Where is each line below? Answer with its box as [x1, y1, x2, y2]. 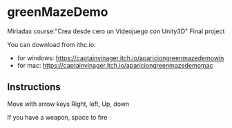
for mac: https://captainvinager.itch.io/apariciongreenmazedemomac [17, 61, 213, 69]
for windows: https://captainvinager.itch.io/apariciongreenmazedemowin [17, 53, 224, 62]
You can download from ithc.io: [7, 40, 96, 48]
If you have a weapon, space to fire [7, 113, 108, 121]
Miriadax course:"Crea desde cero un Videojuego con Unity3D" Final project [7, 27, 225, 35]
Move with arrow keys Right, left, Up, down [7, 100, 130, 108]
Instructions [7, 81, 61, 93]
